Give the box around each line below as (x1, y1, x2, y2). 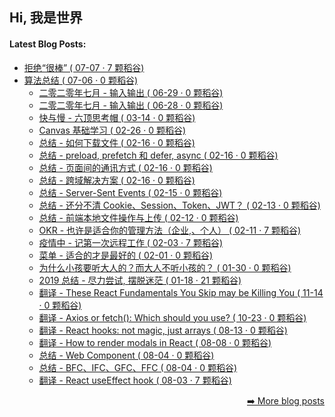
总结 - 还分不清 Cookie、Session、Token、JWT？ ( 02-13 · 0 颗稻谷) (38, 199, 321, 211)
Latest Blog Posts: (9, 38, 87, 50)
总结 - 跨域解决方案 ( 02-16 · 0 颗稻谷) (38, 174, 196, 186)
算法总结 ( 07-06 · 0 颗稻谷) (23, 74, 138, 86)
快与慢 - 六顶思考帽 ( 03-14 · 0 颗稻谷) (38, 111, 196, 123)
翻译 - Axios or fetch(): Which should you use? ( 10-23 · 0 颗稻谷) (38, 311, 307, 323)
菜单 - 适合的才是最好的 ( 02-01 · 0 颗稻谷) (38, 249, 214, 261)
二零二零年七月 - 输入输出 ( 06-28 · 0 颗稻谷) (38, 99, 224, 111)
